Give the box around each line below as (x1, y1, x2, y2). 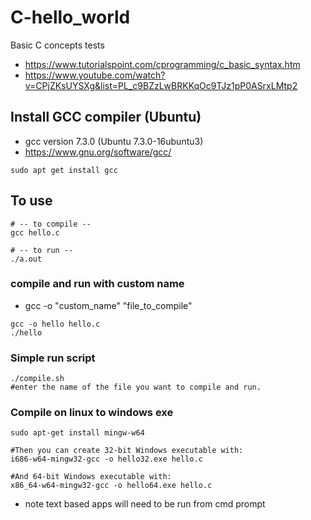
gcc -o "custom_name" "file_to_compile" (24, 299, 193, 311)
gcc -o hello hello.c (10, 319, 101, 329)
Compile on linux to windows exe (10, 406, 174, 420)
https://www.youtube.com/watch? (24, 69, 166, 81)
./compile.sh (10, 374, 65, 384)
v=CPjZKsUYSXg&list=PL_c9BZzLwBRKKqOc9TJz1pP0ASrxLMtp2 (24, 79, 298, 91)
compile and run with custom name (10, 277, 185, 291)
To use (10, 192, 53, 210)
